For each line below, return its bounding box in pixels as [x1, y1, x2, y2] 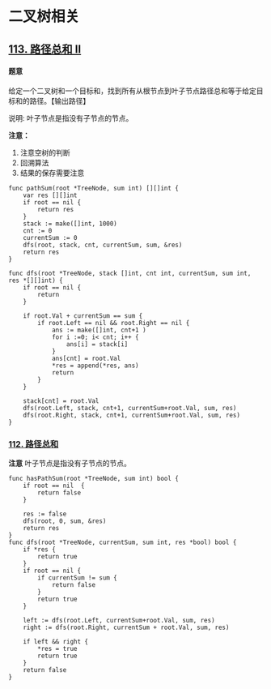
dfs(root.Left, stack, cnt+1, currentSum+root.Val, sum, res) [23, 404, 237, 412]
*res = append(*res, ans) [51, 362, 139, 370]
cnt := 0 [23, 226, 53, 235]
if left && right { [23, 638, 89, 646]
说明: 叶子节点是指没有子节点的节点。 [8, 113, 133, 122]
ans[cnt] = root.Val [51, 354, 121, 362]
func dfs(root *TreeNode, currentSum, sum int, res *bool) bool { [8, 538, 237, 547]
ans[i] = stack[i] [66, 340, 129, 349]
